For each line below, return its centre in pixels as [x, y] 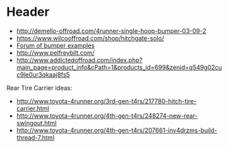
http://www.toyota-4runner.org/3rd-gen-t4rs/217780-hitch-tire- [106, 101]
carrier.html [33, 108]
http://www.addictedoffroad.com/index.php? [80, 60]
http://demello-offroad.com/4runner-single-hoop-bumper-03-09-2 [111, 31]
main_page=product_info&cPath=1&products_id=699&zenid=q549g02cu [119, 67]
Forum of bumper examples [56, 45]
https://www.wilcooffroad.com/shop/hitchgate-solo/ [90, 38]
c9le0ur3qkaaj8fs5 [43, 74]
